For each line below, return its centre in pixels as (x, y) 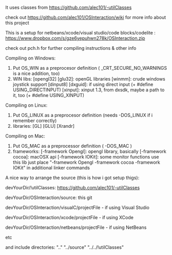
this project (17, 23)
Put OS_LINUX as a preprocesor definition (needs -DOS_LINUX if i (83, 115)
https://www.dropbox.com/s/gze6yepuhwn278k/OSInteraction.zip (75, 38)
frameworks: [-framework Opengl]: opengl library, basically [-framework (90, 151)
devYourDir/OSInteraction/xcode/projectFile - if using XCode (69, 217)
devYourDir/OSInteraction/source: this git (49, 198)
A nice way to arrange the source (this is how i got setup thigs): (72, 178)
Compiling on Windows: (31, 58)
